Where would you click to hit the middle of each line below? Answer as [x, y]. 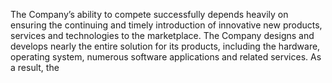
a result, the [35, 67]
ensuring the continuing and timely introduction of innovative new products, [166, 25]
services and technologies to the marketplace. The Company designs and [162, 35]
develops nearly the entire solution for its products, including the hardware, [165, 46]
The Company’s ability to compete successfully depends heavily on [149, 14]
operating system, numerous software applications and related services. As [166, 57]
